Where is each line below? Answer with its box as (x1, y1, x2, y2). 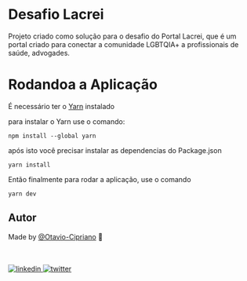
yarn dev (8, 190, 37, 198)
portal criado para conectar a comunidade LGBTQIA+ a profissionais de (8, 39, 239, 49)
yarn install (8, 161, 51, 169)
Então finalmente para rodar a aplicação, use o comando (8, 174, 191, 184)
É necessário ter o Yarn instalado (8, 101, 115, 111)
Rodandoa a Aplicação (8, 76, 158, 93)
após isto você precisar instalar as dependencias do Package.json (8, 145, 222, 155)
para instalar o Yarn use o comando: (8, 116, 125, 126)
